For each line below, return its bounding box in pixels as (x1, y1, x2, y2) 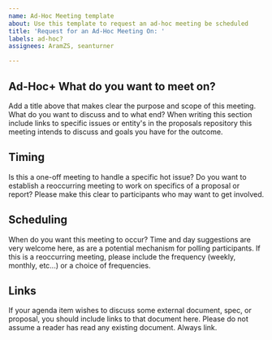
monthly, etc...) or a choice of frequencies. (8, 260, 151, 270)
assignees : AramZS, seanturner (8, 42, 114, 50)
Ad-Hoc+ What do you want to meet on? (8, 79, 217, 94)
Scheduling (8, 213, 67, 227)
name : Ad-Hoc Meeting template (8, 11, 114, 20)
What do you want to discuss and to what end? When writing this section (8, 109, 253, 119)
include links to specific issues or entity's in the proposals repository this (8, 118, 253, 128)
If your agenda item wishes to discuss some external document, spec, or (8, 306, 252, 316)
